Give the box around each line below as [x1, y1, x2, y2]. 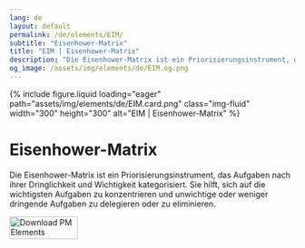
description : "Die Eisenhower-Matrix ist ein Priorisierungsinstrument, [9, 55, 290, 64]
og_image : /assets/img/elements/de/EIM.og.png [9, 64, 189, 73]
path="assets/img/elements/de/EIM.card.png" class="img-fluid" [9, 98, 251, 109]
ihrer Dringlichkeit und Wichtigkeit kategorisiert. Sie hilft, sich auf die [9, 178, 266, 190]
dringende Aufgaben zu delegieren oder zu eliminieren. [9, 198, 216, 209]
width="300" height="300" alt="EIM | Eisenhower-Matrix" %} [9, 108, 241, 119]
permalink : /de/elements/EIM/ [9, 30, 124, 39]
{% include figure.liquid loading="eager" [9, 88, 162, 100]
